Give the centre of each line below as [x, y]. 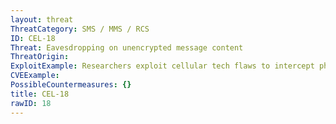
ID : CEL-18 [33, 38]
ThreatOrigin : [40, 57]
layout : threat [42, 19]
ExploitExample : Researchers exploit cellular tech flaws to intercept [162, 66]
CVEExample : [35, 76]
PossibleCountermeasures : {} [71, 85]
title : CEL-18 [40, 94]
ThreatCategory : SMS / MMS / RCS [80, 29]
